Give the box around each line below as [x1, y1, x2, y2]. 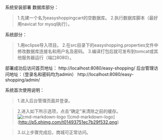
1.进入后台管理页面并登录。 [17, 98, 73, 103]
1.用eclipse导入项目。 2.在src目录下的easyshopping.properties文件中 [17, 42, 159, 48]
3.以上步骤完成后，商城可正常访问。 [17, 130, 91, 135]
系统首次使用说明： [5, 87, 45, 93]
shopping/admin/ [5, 77, 40, 83]
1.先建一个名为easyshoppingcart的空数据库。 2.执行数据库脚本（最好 [17, 15, 158, 21]
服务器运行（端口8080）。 [21, 55, 74, 61]
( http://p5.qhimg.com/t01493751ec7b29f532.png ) [17, 119, 119, 125]
